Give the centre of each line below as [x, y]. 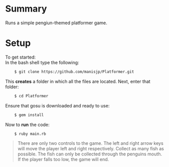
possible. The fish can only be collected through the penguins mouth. [90, 154]
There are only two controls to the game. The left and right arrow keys [91, 143]
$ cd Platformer [32, 96]
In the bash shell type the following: [42, 62]
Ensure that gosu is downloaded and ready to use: [58, 105]
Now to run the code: [27, 125]
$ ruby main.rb [30, 134]
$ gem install [29, 115]
